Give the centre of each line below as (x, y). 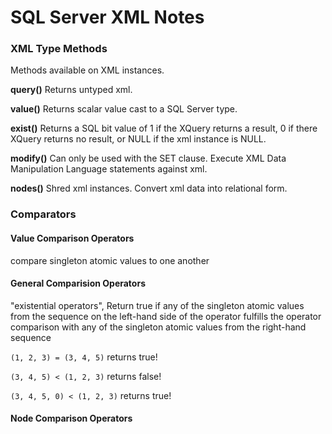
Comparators (43, 214)
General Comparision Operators (78, 283)
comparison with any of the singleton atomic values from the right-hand (158, 327)
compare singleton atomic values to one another (110, 260)
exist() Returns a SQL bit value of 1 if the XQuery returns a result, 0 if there (164, 128)
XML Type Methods (59, 49)
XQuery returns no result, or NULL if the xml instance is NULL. (138, 139)
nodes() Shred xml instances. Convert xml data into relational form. (149, 188)
